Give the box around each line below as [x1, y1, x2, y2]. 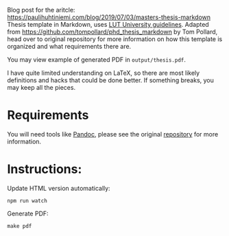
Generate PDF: [7, 209, 49, 217]
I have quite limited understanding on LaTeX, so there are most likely [7, 69, 200, 77]
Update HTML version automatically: [7, 184, 111, 192]
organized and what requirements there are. [7, 43, 132, 50]
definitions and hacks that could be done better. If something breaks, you [7, 76, 215, 84]
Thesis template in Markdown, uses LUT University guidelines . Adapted [7, 21, 209, 28]
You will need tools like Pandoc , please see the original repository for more [7, 130, 219, 138]
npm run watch [7, 197, 48, 204]
